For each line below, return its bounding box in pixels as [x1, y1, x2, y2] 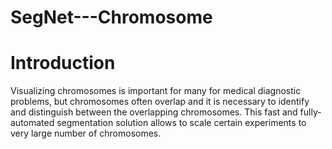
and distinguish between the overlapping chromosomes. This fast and [10, 106, 298, 118]
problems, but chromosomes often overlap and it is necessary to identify [10, 96, 310, 108]
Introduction [10, 52, 116, 75]
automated [10, 117, 55, 129]
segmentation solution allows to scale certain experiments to [56, 117, 307, 129]
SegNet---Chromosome [10, 6, 213, 29]
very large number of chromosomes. [10, 127, 162, 140]
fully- [299, 106, 322, 118]
